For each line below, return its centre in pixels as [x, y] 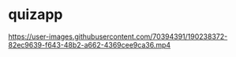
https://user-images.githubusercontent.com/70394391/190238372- [118, 36]
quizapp [36, 15]
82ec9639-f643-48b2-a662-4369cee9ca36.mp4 [90, 44]
